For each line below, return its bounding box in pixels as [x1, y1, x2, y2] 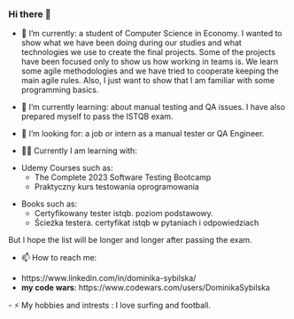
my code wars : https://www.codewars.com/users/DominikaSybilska [20, 283, 271, 293]
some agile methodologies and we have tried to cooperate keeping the [20, 66, 280, 76]
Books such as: [20, 198, 77, 209]
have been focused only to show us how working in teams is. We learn [20, 57, 279, 67]
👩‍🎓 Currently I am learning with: [20, 145, 138, 156]
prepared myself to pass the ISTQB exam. [20, 111, 174, 122]
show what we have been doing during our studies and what [20, 37, 243, 48]
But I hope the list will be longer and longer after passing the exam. [8, 235, 253, 245]
